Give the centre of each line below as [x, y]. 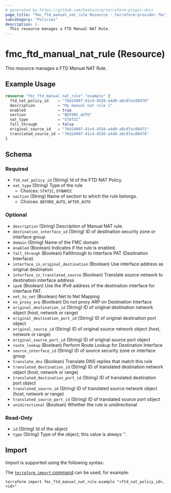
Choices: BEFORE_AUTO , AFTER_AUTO [55, 202]
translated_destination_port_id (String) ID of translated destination [84, 377]
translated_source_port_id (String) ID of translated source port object [86, 399]
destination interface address [44, 280]
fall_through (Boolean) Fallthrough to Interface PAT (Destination [80, 253]
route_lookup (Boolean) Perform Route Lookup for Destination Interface [88, 345]
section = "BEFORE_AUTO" [51, 115]
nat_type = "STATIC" [45, 120]
